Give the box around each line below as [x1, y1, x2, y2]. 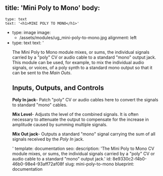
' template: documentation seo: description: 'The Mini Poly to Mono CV [12, 145, 155, 151]
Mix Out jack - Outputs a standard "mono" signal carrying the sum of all [12, 131, 156, 137]
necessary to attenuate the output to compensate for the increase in [12, 116, 149, 122]
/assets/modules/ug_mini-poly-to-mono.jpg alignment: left [19, 34, 137, 40]
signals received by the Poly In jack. [12, 136, 84, 142]
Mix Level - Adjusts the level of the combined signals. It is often [12, 111, 139, 117]
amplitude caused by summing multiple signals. [12, 121, 108, 128]
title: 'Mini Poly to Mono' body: [5, 4, 100, 12]
